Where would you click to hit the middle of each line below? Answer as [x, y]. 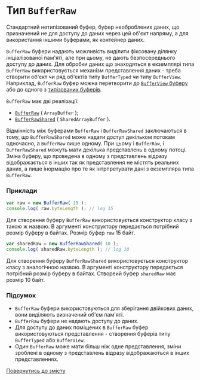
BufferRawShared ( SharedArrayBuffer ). [62, 119]
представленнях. [36, 359]
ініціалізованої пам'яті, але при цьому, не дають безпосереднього [91, 57]
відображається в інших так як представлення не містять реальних [93, 162]
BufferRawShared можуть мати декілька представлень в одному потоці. [96, 150]
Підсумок [21, 295]
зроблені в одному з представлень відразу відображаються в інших [102, 353]
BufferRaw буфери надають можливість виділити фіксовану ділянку [92, 51]
